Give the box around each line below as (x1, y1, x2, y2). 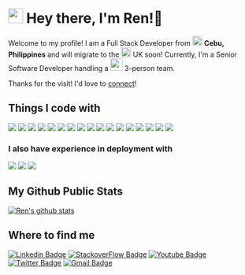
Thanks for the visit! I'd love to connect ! (8, 79, 137, 88)
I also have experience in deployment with (8, 143, 173, 154)
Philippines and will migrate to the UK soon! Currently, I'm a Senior (8, 50, 238, 59)
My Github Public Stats (8, 185, 124, 199)
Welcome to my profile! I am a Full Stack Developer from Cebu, (8, 38, 225, 47)
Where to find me (8, 229, 95, 242)
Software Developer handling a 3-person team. (8, 63, 176, 72)
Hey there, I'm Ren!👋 (26, 9, 163, 28)
